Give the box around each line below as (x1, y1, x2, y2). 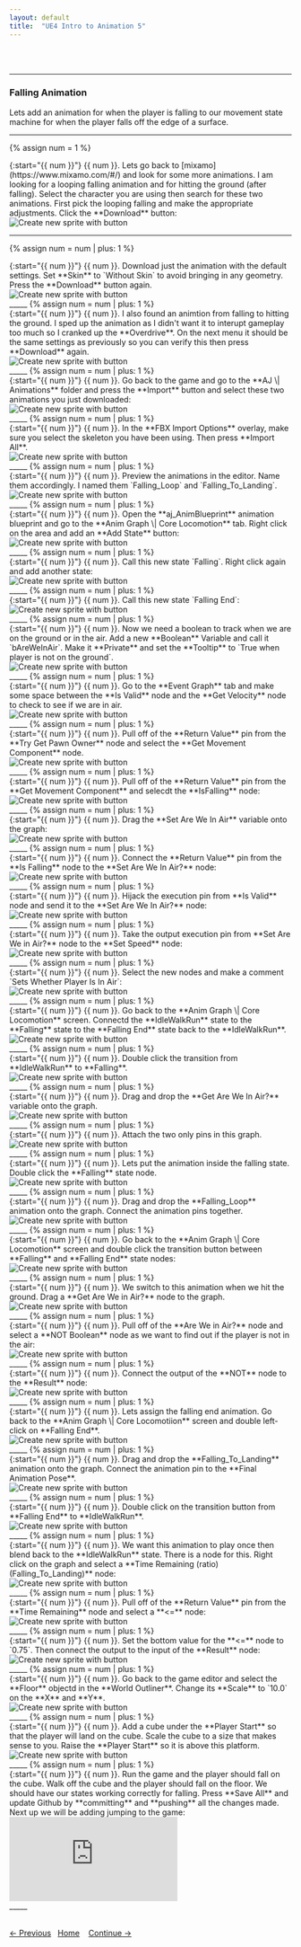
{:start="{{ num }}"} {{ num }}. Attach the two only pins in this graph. (9, 1128, 262, 1139)
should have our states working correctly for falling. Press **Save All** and (9, 1787, 289, 1798)
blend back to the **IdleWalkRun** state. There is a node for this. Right (9, 1549, 273, 1560)
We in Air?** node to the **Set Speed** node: (9, 938, 183, 949)
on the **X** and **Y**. (9, 1692, 106, 1703)
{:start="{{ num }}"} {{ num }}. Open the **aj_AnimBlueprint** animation (9, 509, 275, 519)
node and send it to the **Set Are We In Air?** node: (9, 899, 208, 910)
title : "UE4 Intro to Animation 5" (9, 22, 146, 31)
